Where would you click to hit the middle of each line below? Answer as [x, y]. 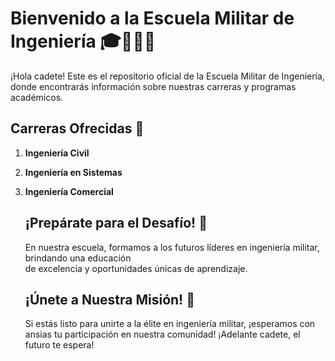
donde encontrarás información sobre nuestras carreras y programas [153, 86]
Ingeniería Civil [57, 153]
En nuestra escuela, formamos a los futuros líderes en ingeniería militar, [172, 247]
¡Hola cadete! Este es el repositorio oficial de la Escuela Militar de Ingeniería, [167, 76]
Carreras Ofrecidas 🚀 [77, 128]
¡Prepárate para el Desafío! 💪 [116, 223]
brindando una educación [78, 258]
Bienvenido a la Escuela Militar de [152, 18]
